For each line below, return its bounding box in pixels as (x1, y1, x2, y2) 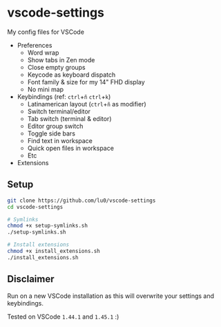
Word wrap (27, 48, 59, 57)
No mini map (27, 85, 64, 93)
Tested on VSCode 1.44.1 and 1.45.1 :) (7, 312, 119, 321)
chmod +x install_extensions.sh (7, 247, 100, 254)
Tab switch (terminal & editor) (27, 114, 112, 122)
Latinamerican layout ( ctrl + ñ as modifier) (27, 100, 146, 108)
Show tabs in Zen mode (27, 55, 95, 64)
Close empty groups (27, 63, 86, 71)
